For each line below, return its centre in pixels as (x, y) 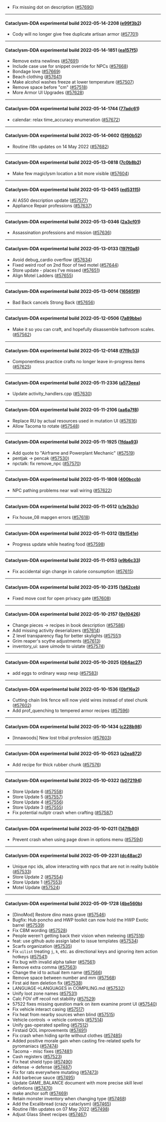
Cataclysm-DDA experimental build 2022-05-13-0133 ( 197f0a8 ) (72, 249)
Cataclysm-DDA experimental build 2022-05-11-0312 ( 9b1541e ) (72, 533)
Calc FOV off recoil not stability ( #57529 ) (54, 998)
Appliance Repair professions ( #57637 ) (52, 206)
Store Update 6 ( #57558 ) (38, 792)
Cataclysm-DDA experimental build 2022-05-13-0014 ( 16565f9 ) (73, 291)
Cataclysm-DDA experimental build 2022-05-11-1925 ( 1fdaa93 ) (72, 442)
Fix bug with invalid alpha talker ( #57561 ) (54, 962)
